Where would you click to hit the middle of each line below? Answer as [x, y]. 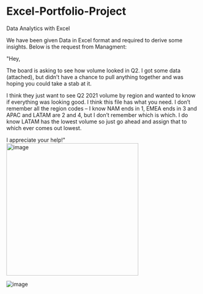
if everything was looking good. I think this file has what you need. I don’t [98, 102]
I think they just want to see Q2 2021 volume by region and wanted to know [101, 95]
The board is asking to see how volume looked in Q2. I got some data [94, 70]
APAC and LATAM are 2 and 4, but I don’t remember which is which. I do [97, 115]
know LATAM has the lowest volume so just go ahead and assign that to [97, 122]
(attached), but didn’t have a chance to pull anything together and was [95, 77]
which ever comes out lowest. [44, 128]
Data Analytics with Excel [38, 28]
